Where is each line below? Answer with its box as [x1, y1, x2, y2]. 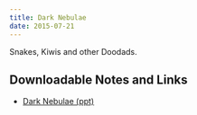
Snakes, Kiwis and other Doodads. [9, 46, 137, 57]
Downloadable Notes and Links [9, 72, 188, 87]
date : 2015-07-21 [9, 22, 75, 31]
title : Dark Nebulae [9, 13, 88, 22]
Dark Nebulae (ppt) [22, 96, 95, 107]
